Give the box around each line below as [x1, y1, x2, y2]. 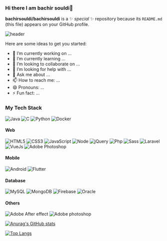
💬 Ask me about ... [12, 72, 50, 78]
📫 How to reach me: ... [12, 77, 60, 83]
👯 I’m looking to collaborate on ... [12, 61, 80, 67]
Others [5, 200, 20, 206]
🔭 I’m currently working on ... [12, 50, 72, 56]
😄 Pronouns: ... [12, 84, 45, 90]
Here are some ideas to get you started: [5, 41, 87, 47]
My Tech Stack [5, 104, 42, 111]
